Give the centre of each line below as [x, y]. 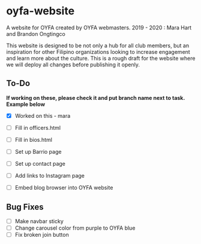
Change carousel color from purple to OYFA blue [75, 228]
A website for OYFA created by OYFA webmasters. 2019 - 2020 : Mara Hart [99, 28]
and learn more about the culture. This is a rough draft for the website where [101, 58]
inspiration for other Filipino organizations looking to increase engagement [98, 51]
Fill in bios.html [34, 139]
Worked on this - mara [43, 115]
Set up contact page [40, 164]
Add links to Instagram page [50, 176]
